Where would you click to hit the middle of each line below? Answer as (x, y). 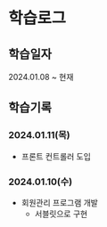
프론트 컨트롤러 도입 (56, 156)
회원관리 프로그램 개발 (60, 202)
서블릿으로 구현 (61, 214)
